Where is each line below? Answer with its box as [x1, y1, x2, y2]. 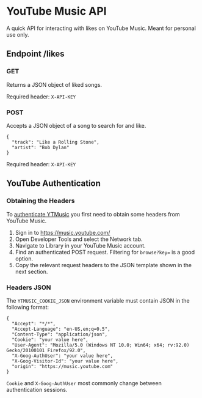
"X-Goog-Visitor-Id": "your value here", [12, 358, 119, 364]
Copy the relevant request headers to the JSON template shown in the [15, 261, 192, 268]
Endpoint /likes [6, 49, 65, 59]
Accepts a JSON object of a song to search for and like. [6, 122, 146, 129]
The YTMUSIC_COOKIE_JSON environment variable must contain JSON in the [6, 297, 190, 304]
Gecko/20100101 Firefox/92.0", [6, 347, 86, 353]
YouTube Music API [6, 4, 107, 18]
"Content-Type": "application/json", [12, 331, 108, 337]
